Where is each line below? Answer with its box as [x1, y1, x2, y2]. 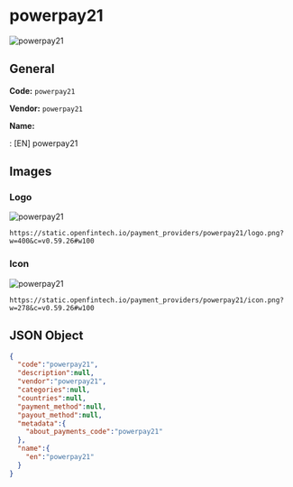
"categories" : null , [17, 385, 91, 395]
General [9, 61, 56, 77]
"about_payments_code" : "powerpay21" [25, 427, 164, 436]
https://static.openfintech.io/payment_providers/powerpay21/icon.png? [9, 295, 284, 305]
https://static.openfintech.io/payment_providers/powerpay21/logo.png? [9, 229, 284, 238]
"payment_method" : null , [17, 402, 106, 411]
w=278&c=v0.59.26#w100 [9, 303, 95, 312]
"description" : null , [17, 369, 95, 378]
